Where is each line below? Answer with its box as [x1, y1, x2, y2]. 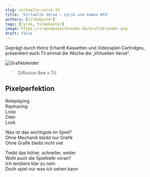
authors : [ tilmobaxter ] [5, 17, 56, 22]
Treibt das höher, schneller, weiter [5, 150, 76, 156]
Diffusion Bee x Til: [17, 70, 57, 76]
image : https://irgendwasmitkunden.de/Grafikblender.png [5, 26, 128, 31]
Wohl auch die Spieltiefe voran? [5, 155, 71, 161]
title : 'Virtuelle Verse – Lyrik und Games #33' [5, 12, 110, 17]
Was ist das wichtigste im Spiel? [5, 129, 72, 135]
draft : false [5, 31, 33, 36]
